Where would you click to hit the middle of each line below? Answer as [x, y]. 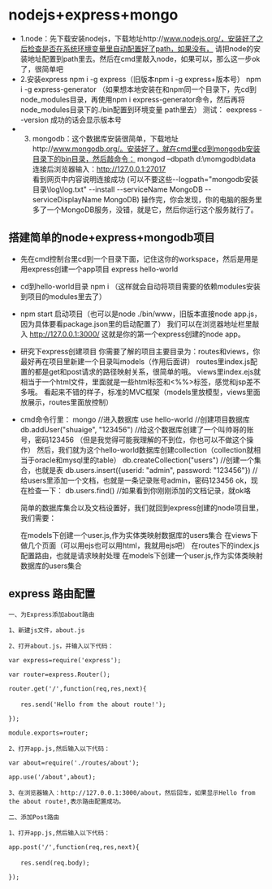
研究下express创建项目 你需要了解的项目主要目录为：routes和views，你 [140, 351]
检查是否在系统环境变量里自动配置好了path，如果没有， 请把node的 [140, 48]
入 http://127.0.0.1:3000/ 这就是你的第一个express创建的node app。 [132, 334]
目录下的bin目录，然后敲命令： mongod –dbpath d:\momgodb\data [144, 158]
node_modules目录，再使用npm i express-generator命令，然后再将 [132, 99]
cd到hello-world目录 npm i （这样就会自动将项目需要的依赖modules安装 [140, 286]
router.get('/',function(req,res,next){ [78, 688]
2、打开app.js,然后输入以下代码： [59, 748]
